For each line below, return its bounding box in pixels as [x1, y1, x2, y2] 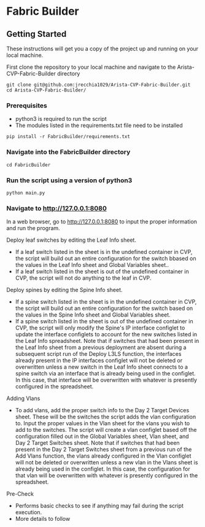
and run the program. [6, 225, 60, 232]
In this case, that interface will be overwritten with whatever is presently [15, 376, 198, 384]
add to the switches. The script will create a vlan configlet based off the [15, 426, 197, 434]
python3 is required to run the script [15, 115, 107, 123]
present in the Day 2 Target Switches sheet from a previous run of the [15, 446, 192, 453]
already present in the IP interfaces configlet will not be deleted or [15, 357, 183, 364]
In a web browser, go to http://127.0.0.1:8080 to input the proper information [6, 218, 198, 225]
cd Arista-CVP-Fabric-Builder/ [6, 87, 87, 93]
